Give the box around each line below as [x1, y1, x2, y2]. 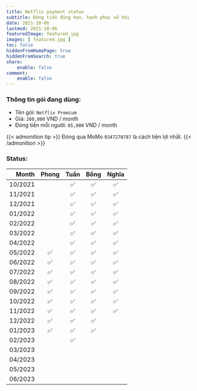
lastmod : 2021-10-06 [6, 25, 58, 32]
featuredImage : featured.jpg [6, 31, 79, 37]
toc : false [6, 43, 34, 49]
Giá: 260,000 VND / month [14, 115, 79, 123]
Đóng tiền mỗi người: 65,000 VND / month [14, 122, 118, 129]
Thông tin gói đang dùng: [6, 95, 81, 104]
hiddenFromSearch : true [6, 53, 66, 59]
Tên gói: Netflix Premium [14, 109, 77, 116]
